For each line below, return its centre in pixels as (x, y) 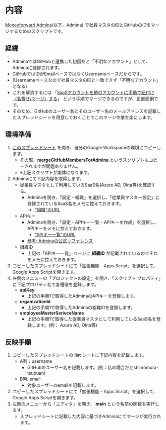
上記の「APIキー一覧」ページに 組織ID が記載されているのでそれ (92, 253)
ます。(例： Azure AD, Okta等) (67, 325)
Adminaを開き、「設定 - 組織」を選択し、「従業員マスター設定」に (93, 197)
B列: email (30, 379)
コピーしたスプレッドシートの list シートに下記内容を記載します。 (80, 355)
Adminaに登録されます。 (37, 67)
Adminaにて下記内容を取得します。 (48, 178)
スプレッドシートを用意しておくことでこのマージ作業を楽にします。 (86, 117)
